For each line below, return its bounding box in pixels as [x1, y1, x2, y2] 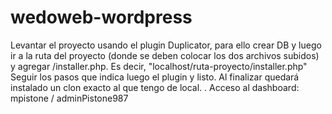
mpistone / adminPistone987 [10, 92, 129, 104]
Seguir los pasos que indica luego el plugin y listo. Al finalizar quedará [10, 71, 300, 83]
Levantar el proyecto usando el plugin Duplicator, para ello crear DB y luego [10, 39, 322, 51]
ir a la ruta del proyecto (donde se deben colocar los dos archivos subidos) [10, 49, 320, 61]
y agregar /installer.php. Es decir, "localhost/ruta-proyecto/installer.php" [10, 60, 308, 72]
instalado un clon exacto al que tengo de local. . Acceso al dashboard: [10, 81, 300, 93]
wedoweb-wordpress [10, 6, 193, 29]
